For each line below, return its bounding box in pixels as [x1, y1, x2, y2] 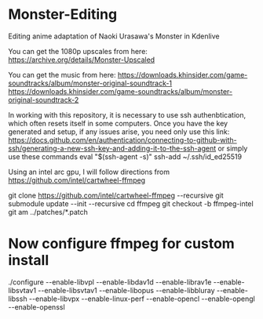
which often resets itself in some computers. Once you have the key [8, 118, 228, 128]
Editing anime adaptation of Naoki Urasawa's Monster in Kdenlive [8, 31, 220, 41]
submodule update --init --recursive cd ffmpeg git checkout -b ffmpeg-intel [8, 198, 254, 208]
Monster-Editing [8, 5, 118, 24]
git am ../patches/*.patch [8, 207, 88, 216]
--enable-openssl [8, 302, 65, 311]
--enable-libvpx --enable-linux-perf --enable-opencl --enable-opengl [28, 294, 255, 303]
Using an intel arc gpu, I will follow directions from [8, 167, 170, 176]
